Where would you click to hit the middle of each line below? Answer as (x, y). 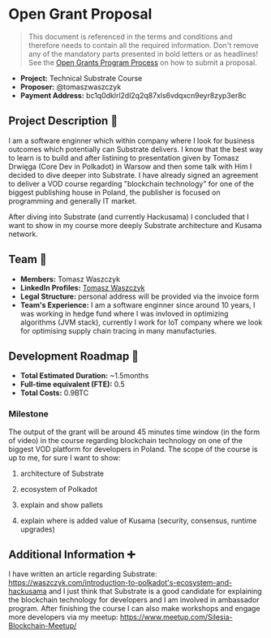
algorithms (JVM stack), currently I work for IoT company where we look (141, 322)
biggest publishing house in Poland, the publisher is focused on (114, 192)
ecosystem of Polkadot (59, 489)
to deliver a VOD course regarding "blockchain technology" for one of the (131, 183)
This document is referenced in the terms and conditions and (130, 37)
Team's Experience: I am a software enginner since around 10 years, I (138, 304)
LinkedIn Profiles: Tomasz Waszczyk (82, 287)
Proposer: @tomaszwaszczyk (71, 87)
